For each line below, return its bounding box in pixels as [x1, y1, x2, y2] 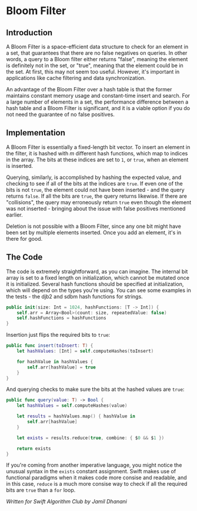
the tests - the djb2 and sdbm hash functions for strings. [6, 293, 143, 300]
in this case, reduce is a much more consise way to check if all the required [6, 480, 188, 487]
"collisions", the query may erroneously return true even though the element [6, 198, 192, 205]
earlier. [6, 211, 24, 218]
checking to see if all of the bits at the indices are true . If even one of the [6, 180, 183, 187]
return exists [16, 446, 51, 452]
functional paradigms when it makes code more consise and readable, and [6, 474, 187, 481]
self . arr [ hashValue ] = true [27, 364, 96, 370]
